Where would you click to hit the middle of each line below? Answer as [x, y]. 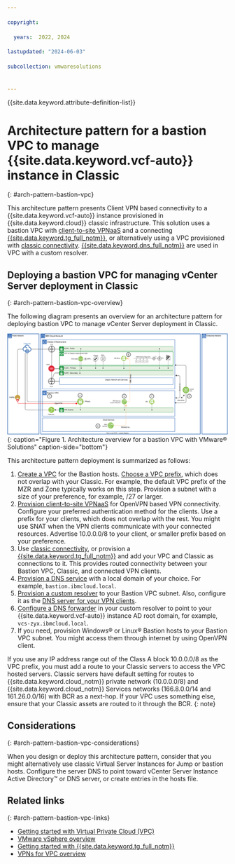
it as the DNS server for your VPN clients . [77, 601]
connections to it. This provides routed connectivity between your [112, 564]
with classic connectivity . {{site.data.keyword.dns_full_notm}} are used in [113, 245]
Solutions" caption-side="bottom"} [58, 447]
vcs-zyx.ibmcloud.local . [53, 623]
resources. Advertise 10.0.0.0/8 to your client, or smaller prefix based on [121, 534]
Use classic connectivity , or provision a [74, 549]
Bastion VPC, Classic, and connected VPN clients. [90, 571]
